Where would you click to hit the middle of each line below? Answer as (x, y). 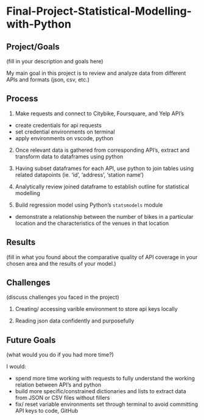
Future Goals (31, 340)
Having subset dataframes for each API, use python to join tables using (104, 168)
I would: (16, 366)
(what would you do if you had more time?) (60, 355)
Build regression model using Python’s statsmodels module (89, 205)
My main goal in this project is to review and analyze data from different (96, 73)
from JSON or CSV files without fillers (62, 398)
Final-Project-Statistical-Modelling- (99, 11)
